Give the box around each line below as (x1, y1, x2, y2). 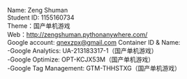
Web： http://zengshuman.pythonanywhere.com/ (7, 31, 148, 38)
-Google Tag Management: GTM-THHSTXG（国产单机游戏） (7, 64, 181, 72)
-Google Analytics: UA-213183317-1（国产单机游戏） (7, 47, 158, 55)
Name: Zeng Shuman (7, 6, 68, 14)
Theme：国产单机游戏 (7, 22, 70, 30)
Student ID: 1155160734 (7, 13, 75, 22)
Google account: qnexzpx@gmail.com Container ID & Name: (7, 38, 181, 46)
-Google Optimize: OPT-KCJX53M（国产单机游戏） (7, 55, 155, 64)
